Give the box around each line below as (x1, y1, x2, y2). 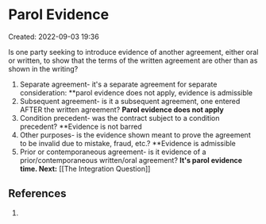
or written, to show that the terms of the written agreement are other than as (8, 56, 258, 65)
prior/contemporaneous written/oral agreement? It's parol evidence (19, 155, 243, 164)
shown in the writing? (8, 64, 79, 73)
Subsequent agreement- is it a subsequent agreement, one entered (19, 96, 241, 106)
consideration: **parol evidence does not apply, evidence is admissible (19, 87, 253, 97)
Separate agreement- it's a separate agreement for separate (19, 79, 218, 89)
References (8, 187, 67, 200)
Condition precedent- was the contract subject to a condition (19, 113, 220, 122)
